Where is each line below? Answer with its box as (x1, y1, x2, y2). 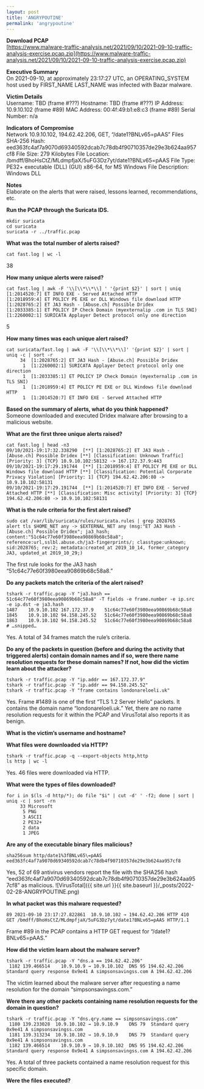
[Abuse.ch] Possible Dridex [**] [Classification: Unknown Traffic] (6, 453, 184, 459)
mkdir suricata (6, 218, 45, 225)
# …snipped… (6, 623, 37, 629)
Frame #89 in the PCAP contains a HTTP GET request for (6, 928, 150, 935)
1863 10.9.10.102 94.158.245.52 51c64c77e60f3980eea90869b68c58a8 (6, 618, 192, 624)
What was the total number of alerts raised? (6, 239, 120, 247)
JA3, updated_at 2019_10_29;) (6, 550, 83, 556)
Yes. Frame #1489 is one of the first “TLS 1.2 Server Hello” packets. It (6, 698, 180, 706)
